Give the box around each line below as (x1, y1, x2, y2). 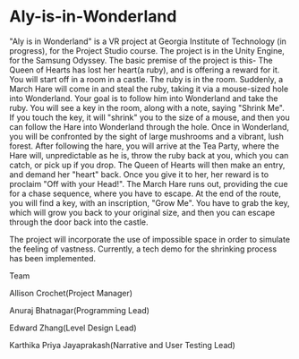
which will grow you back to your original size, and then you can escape (9, 207, 276, 218)
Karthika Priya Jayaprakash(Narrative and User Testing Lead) (9, 339, 235, 350)
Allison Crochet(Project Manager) (9, 287, 132, 298)
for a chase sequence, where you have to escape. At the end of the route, (9, 188, 282, 199)
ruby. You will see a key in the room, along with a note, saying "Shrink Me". (9, 102, 285, 113)
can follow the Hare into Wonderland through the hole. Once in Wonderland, (9, 121, 289, 132)
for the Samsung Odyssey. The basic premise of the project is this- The (9, 55, 273, 65)
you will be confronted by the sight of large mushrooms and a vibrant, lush (9, 131, 285, 141)
